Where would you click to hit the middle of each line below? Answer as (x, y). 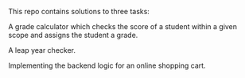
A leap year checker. (42, 50)
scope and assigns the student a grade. (73, 35)
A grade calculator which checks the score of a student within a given (122, 26)
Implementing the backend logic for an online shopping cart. (107, 65)
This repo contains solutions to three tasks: (79, 11)
